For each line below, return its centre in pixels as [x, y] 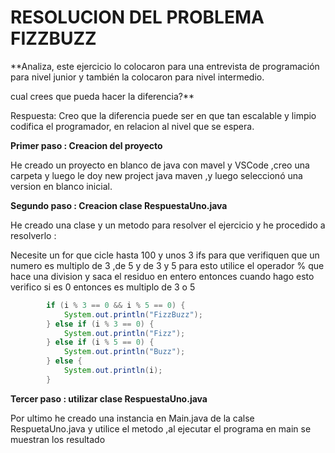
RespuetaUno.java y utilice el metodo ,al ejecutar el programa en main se [161, 428]
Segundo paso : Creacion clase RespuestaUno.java [119, 205]
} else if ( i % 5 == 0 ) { [100, 342]
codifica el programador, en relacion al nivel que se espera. [132, 126]
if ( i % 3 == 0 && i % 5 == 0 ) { [116, 305]
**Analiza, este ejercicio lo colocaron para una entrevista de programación [165, 66]
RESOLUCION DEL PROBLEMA [137, 17]
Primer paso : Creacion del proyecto [86, 145]
